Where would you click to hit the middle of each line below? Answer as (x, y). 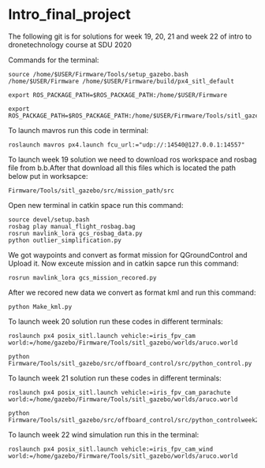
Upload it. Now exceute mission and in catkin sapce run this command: (123, 263)
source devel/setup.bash (49, 219)
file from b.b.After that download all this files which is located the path (122, 168)
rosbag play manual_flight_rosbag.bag (72, 226)
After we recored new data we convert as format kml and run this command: (132, 292)
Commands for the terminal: (54, 60)
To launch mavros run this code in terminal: (78, 130)
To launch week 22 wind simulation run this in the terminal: (104, 434)
